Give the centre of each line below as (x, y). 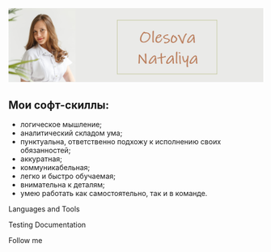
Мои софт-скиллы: (59, 105)
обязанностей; (45, 150)
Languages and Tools (44, 209)
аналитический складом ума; (71, 133)
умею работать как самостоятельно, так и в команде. (114, 193)
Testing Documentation (47, 224)
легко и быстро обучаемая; (68, 176)
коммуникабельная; (55, 167)
